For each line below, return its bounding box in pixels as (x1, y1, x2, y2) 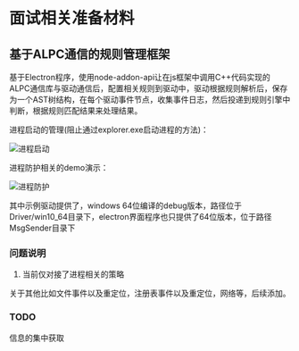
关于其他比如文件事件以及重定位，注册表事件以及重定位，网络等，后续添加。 (9, 288, 291, 299)
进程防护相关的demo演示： (9, 163, 109, 172)
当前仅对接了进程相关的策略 (21, 269, 125, 280)
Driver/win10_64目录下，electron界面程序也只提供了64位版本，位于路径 (9, 212, 272, 221)
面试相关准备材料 (9, 8, 136, 29)
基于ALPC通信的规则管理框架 (9, 46, 170, 62)
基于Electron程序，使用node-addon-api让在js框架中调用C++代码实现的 (9, 72, 270, 82)
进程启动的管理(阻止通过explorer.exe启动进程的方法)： (9, 124, 210, 135)
